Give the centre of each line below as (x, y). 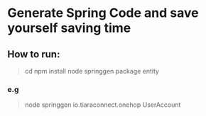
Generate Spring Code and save (103, 13)
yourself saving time (69, 28)
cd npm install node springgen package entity (92, 71)
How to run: (34, 54)
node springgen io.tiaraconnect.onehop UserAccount (103, 105)
